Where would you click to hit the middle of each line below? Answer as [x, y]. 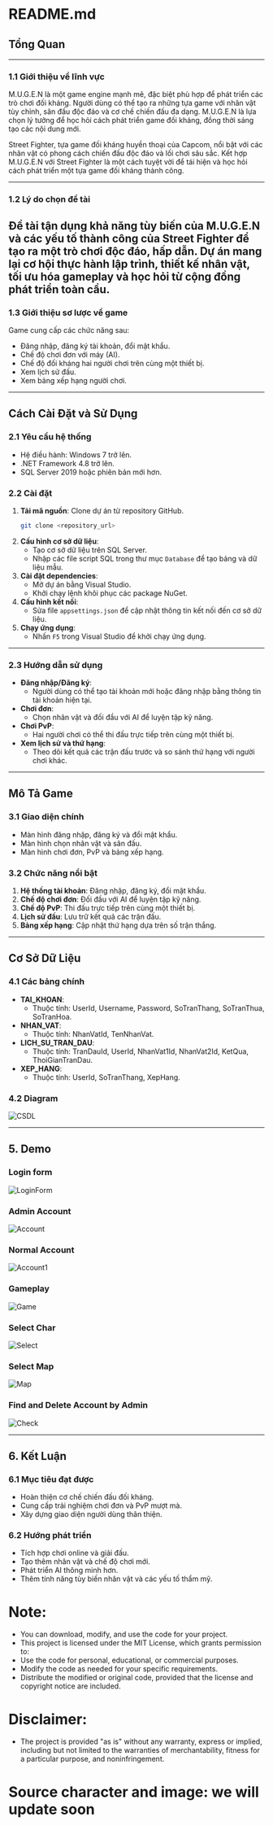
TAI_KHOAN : [42, 999]
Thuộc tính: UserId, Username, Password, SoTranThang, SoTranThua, [148, 1008]
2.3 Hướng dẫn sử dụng [56, 665]
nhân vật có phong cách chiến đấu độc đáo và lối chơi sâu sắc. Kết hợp [128, 153]
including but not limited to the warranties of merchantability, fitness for [140, 1750]
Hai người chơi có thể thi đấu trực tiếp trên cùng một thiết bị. [133, 735]
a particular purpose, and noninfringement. [92, 1759]
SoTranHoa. [52, 1016]
